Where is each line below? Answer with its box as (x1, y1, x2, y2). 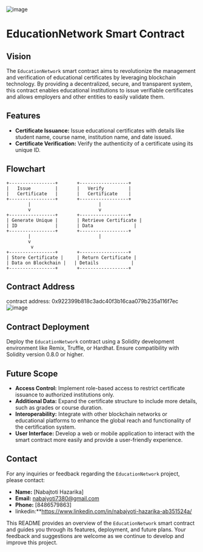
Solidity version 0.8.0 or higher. (6, 351, 84, 358)
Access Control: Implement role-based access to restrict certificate (15, 385, 185, 392)
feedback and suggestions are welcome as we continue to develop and (6, 532, 185, 539)
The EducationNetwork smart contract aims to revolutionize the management (6, 67, 196, 74)
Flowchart (6, 164, 45, 174)
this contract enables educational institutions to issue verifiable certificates (6, 87, 194, 94)
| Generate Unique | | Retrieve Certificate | (6, 217, 142, 223)
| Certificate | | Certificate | (6, 190, 131, 197)
